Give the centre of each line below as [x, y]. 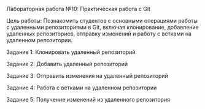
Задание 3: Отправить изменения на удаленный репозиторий [87, 76]
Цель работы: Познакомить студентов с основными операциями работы [102, 21]
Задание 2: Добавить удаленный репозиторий [67, 64]
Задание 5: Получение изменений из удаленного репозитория [88, 100]
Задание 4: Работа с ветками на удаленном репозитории [82, 88]
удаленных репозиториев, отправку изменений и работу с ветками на [99, 34]
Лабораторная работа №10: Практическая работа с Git [78, 9]
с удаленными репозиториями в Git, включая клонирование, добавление [103, 27]
